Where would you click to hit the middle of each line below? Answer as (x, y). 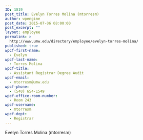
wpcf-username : (20, 105)
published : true (21, 46)
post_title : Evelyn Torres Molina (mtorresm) (52, 14)
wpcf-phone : (17, 87)
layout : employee (23, 32)
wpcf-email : (17, 78)
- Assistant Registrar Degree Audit (47, 73)
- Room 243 (20, 100)
